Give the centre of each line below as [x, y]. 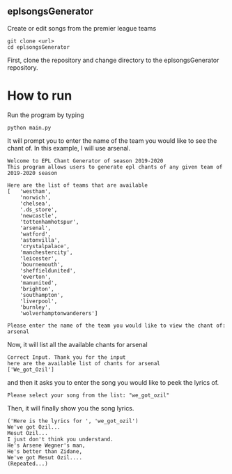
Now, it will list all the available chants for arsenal [77, 344]
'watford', [36, 234]
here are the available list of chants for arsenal [84, 363]
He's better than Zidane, [45, 451]
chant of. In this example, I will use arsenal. [69, 148]
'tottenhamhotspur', [49, 222]
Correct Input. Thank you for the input [67, 357]
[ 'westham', [29, 191]
